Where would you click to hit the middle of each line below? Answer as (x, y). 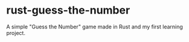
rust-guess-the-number (68, 10)
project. (16, 33)
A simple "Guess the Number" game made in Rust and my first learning (94, 27)
